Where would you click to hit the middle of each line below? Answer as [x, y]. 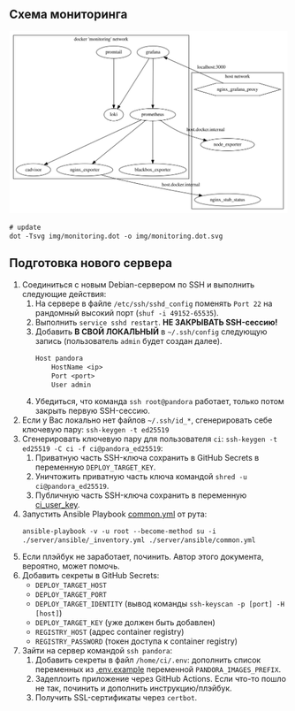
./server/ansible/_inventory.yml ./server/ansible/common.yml [139, 540]
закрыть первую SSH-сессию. [92, 410]
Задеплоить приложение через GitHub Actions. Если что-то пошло [161, 678]
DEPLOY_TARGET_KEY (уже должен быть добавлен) [125, 622]
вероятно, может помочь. [71, 566]
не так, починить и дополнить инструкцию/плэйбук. [133, 688]
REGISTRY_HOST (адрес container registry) [110, 631]
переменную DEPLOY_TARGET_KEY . [95, 467]
